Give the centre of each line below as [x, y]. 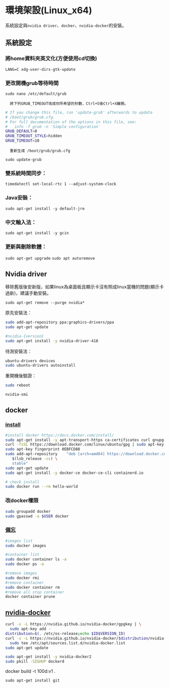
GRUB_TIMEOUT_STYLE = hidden [34, 136]
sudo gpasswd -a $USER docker [37, 516]
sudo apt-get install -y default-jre [45, 209]
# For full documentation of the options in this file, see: [71, 122]
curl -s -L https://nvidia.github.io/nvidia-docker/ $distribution [77, 638]
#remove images [21, 573]
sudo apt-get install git [32, 681]
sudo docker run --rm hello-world [42, 487]
